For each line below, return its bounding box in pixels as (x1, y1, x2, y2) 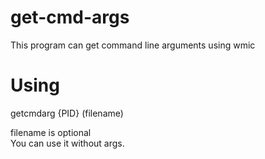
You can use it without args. (10, 137, 125, 149)
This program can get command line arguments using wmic (10, 39, 256, 51)
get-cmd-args (10, 6, 130, 29)
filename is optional (10, 126, 92, 138)
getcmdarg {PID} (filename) (10, 107, 124, 119)
